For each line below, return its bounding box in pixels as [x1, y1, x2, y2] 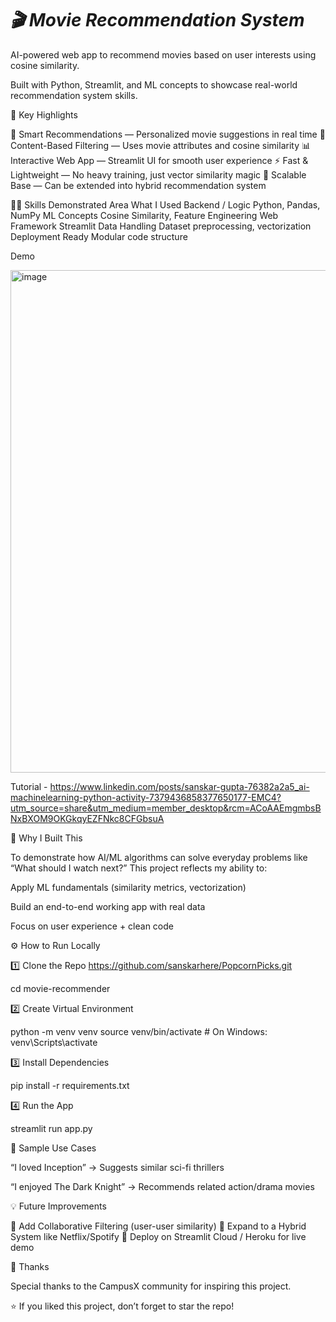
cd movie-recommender [10, 982, 111, 994]
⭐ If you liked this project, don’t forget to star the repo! [10, 1300, 235, 1312]
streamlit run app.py [10, 1122, 93, 1134]
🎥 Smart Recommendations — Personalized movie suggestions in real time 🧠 [10, 128, 326, 140]
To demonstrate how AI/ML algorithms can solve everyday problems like [10, 851, 308, 863]
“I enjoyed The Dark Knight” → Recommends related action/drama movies [10, 1180, 315, 1192]
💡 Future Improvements [10, 1200, 107, 1212]
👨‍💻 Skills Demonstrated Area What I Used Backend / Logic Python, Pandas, [10, 198, 321, 211]
